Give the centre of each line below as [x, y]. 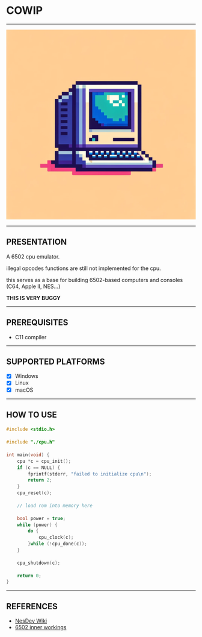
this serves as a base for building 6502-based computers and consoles [95, 280]
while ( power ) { [38, 525]
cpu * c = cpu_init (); [44, 461]
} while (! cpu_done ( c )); [57, 544]
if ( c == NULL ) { [39, 468]
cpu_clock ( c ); [56, 538]
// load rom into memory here [55, 506]
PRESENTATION [37, 242]
